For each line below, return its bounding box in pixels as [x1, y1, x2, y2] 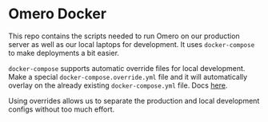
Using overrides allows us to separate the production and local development [8, 96, 260, 105]
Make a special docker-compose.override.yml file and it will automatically [8, 72, 248, 81]
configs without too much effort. [8, 104, 115, 114]
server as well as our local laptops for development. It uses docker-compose [8, 39, 255, 49]
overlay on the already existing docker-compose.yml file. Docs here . [8, 81, 228, 90]
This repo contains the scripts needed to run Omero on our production [8, 31, 240, 41]
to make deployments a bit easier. [8, 48, 120, 57]
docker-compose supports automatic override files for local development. [8, 63, 246, 73]
